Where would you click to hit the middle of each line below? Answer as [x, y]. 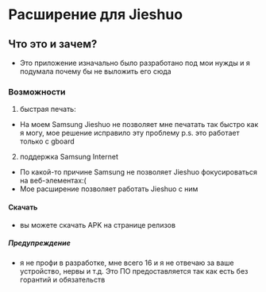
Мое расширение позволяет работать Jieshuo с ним [109, 189]
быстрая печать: [48, 109]
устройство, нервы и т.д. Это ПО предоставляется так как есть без [134, 271]
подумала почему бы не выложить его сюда [96, 71]
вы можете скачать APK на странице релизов [98, 225]
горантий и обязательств [62, 280]
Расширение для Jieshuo [96, 15]
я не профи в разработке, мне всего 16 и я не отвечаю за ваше [127, 263]
